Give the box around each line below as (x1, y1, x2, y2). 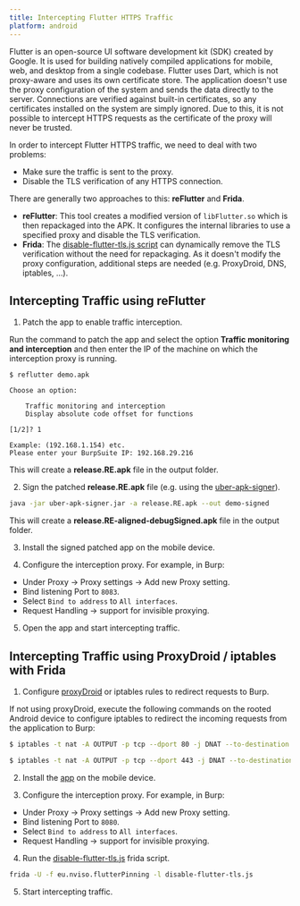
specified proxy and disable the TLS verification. (21, 229, 201, 240)
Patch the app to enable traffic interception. (21, 317, 183, 327)
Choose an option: (9, 386, 78, 395)
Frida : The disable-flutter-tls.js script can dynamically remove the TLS (21, 239, 281, 250)
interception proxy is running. (9, 353, 118, 364)
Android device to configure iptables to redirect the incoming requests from (9, 713, 287, 724)
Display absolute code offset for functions (25, 410, 194, 419)
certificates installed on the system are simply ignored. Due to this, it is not (9, 103, 284, 114)
